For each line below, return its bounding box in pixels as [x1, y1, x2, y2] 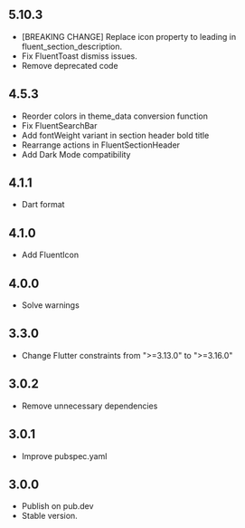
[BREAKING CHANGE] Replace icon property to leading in [21, 31, 237, 42]
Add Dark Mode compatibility [21, 149, 131, 159]
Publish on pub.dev [21, 501, 94, 512]
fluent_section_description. [21, 41, 123, 52]
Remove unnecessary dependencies [21, 400, 158, 411]
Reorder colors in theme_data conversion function [21, 110, 209, 121]
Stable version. [21, 511, 78, 522]
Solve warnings [21, 300, 80, 311]
